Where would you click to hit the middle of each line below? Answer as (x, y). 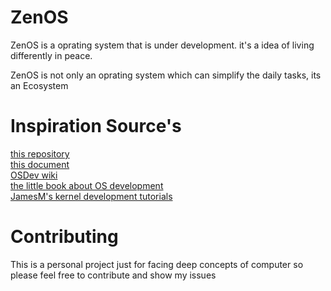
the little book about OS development (87, 185)
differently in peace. (51, 55)
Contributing (64, 237)
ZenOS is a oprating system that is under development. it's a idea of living (162, 45)
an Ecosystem (39, 85)
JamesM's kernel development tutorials (91, 196)
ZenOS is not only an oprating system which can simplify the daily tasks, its (166, 75)
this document (40, 164)
